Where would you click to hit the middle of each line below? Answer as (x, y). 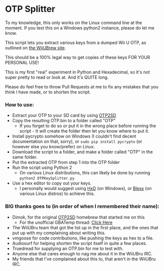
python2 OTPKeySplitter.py (47, 178)
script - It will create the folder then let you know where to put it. (84, 131)
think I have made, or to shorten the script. (48, 92)
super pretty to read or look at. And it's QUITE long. (57, 77)
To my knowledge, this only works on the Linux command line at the (74, 23)
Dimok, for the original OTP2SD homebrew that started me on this (78, 217)
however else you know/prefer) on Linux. (54, 147)
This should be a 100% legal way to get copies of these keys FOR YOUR (78, 57)
